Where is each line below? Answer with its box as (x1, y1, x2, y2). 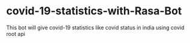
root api (6, 30, 26, 37)
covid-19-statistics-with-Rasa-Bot (6, 4, 182, 18)
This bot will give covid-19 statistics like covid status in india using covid (6, 24, 185, 31)
